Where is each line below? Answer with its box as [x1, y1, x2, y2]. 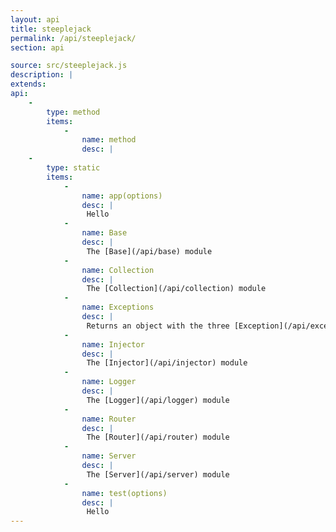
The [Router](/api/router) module [86, 432, 230, 443]
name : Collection [81, 265, 155, 275]
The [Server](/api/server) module [86, 469, 230, 480]
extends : [10, 79, 47, 90]
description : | [10, 70, 74, 80]
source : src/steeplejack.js [10, 61, 128, 71]
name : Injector [81, 339, 145, 350]
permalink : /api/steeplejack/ [10, 33, 137, 43]
